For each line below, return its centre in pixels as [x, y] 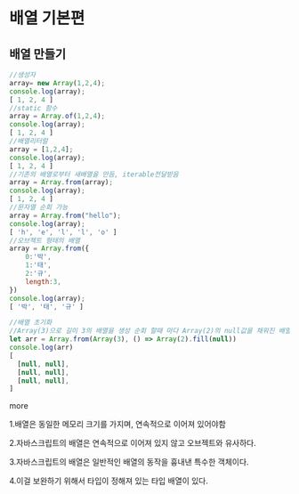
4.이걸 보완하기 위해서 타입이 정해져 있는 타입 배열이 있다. [109, 481]
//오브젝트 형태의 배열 [45, 240]
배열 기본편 [47, 18]
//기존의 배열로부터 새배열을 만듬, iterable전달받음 [94, 174]
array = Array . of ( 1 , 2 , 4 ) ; [57, 117]
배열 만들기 [38, 54]
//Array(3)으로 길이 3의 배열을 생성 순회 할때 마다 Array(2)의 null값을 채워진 [142, 331]
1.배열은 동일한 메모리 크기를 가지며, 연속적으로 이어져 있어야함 [118, 425]
